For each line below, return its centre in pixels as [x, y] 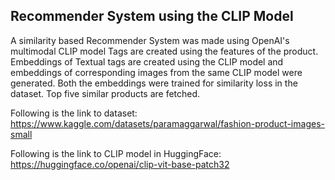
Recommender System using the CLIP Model [152, 16]
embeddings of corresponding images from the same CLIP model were [156, 72]
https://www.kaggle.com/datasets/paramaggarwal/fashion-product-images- [167, 123]
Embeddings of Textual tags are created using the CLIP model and [147, 61]
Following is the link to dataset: [74, 113]
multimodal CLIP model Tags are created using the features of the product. [164, 51]
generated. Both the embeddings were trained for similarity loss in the [154, 83]
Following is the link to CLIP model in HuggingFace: [116, 153]
